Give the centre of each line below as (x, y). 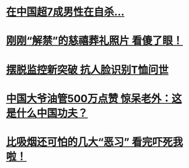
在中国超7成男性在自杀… (65, 12)
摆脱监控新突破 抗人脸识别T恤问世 (87, 70)
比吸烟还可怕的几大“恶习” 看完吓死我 (94, 142)
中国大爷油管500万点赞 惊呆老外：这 (94, 98)
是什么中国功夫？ (47, 113)
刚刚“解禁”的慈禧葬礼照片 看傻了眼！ (94, 41)
